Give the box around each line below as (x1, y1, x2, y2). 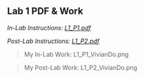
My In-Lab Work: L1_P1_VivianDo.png (23, 50, 129, 58)
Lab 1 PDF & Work (7, 5, 84, 17)
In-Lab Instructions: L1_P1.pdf (7, 23, 92, 31)
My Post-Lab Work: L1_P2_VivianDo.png (23, 63, 138, 71)
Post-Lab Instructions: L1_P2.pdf (7, 37, 100, 45)
